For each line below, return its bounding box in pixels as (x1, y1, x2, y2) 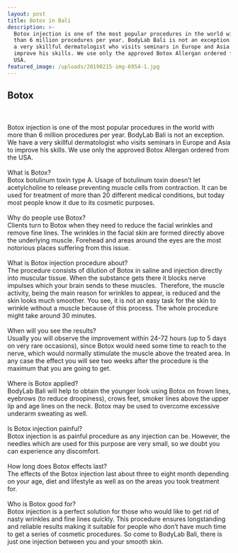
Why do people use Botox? (7, 213, 86, 222)
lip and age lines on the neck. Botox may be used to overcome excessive (7, 402, 220, 410)
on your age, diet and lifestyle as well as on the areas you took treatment (7, 477, 220, 486)
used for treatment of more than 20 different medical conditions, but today (7, 191, 225, 199)
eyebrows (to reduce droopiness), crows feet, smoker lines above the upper (7, 394, 229, 403)
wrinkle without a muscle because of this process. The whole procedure (7, 304, 218, 313)
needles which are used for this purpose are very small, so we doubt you (7, 440, 220, 448)
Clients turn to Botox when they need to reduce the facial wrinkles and (7, 221, 213, 230)
